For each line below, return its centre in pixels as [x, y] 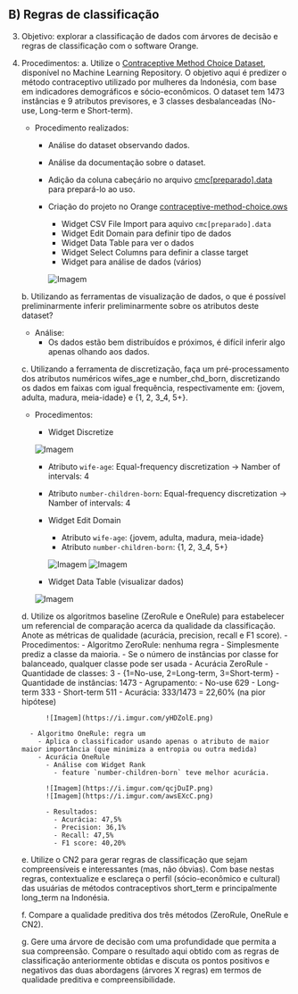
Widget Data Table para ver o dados [128, 242]
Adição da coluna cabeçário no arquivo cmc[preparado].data [160, 180]
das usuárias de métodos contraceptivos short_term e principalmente [149, 888]
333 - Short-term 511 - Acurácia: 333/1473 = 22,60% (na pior [153, 692]
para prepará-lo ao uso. [91, 189]
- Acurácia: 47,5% [88, 819]
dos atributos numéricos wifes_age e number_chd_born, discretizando [150, 378]
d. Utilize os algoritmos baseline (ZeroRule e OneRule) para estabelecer [153, 616]
